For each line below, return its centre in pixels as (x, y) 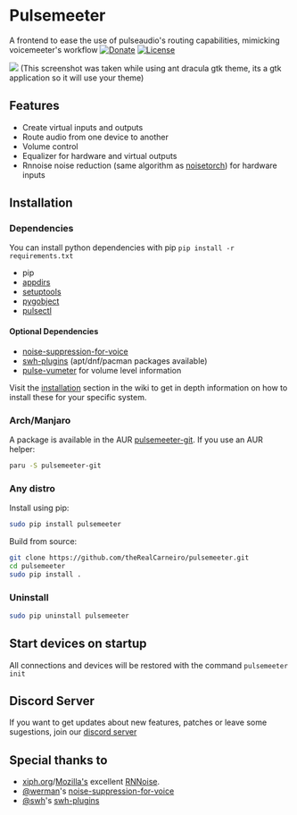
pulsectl (37, 311)
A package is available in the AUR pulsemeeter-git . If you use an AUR (136, 440)
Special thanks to (58, 760)
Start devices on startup (78, 644)
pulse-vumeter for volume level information (102, 370)
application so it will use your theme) (77, 78)
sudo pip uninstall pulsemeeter (69, 616)
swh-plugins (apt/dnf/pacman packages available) (115, 361)
